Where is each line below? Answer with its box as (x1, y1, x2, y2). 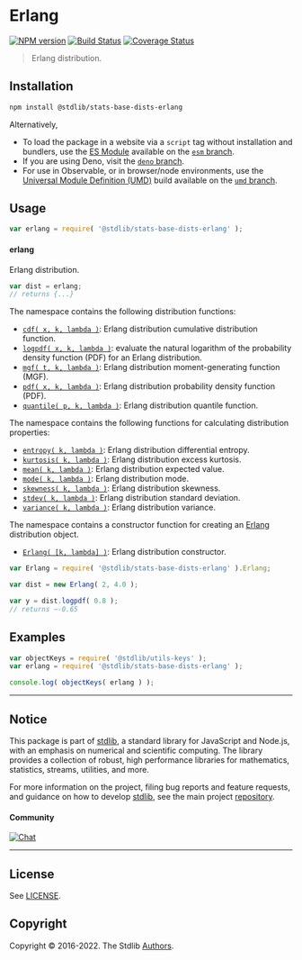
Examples (9, 629, 66, 645)
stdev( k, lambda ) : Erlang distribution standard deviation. (22, 493, 241, 503)
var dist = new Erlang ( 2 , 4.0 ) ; (9, 580, 139, 590)
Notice (9, 711, 48, 727)
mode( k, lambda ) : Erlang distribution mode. (22, 474, 190, 485)
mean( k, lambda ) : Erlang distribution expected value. (22, 464, 225, 475)
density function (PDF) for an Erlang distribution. (22, 352, 202, 363)
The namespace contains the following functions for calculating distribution (9, 418, 289, 429)
